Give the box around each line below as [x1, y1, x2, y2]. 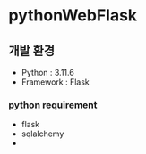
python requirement [8, 99, 98, 111]
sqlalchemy [21, 128, 64, 139]
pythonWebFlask [8, 5, 138, 26]
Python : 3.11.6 [21, 68, 75, 77]
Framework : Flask [21, 77, 90, 87]
